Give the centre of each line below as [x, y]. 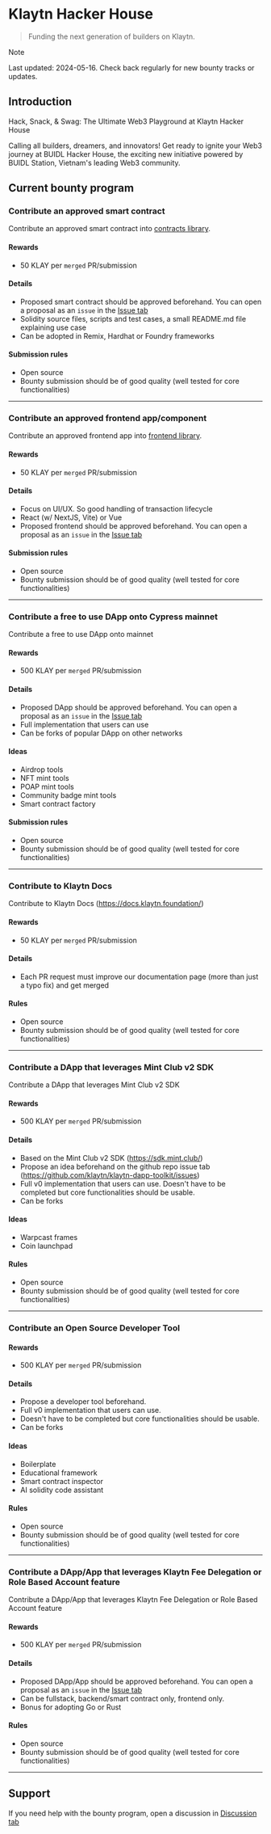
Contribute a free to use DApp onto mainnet [81, 635]
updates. [23, 76]
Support [29, 1794]
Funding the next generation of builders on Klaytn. [111, 36]
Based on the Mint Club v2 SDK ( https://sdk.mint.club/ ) [111, 1157]
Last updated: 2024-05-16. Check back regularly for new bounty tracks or [131, 67]
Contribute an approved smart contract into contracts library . [110, 229]
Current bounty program [71, 188]
